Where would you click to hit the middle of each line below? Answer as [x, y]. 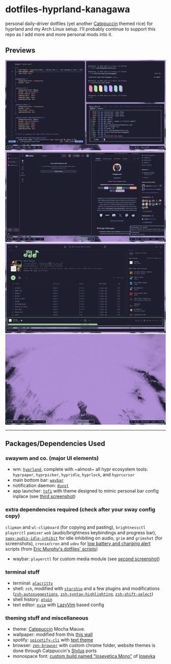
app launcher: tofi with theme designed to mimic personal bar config [85, 491]
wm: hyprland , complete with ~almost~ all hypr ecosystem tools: [80, 469]
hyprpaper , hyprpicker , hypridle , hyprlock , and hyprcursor [74, 475]
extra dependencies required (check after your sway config [80, 510]
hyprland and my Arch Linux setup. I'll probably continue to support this [80, 29]
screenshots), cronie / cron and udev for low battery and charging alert [78, 543]
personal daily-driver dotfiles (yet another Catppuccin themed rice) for [79, 23]
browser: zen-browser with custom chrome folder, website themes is [84, 645]
